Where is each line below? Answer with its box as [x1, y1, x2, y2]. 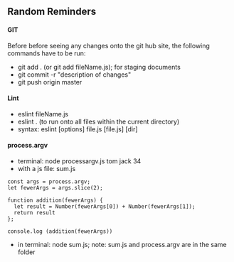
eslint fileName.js [17, 109, 69, 118]
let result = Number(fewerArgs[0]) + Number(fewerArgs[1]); [14, 203, 196, 210]
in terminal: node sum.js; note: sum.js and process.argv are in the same [17, 241, 227, 249]
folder [17, 248, 36, 256]
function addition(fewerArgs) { [7, 197, 103, 204]
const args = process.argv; [7, 178, 91, 185]
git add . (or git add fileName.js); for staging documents [17, 62, 181, 71]
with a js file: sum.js [17, 165, 76, 173]
